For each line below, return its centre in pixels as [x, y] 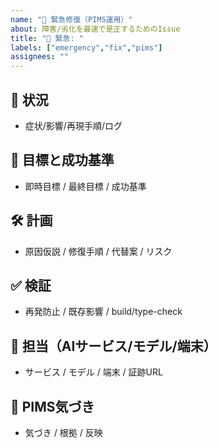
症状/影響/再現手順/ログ [73, 125]
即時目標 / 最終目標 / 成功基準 [85, 186]
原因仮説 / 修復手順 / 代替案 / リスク [98, 251]
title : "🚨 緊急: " [47, 38]
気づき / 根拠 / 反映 [63, 432]
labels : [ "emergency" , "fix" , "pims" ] [86, 47]
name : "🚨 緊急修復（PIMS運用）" [71, 19]
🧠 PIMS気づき [52, 406]
